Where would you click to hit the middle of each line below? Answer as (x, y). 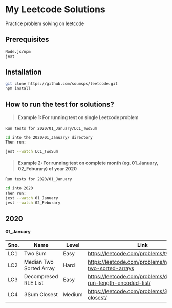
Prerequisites (27, 40)
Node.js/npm (18, 51)
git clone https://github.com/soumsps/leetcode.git (61, 84)
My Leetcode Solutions (56, 9)
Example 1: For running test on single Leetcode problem (78, 117)
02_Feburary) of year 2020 (47, 168)
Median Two (39, 262)
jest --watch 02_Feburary (33, 203)
